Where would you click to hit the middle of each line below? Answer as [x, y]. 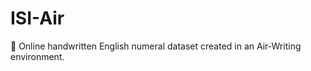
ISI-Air [37, 18]
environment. [37, 56]
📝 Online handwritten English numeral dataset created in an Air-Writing [156, 46]
